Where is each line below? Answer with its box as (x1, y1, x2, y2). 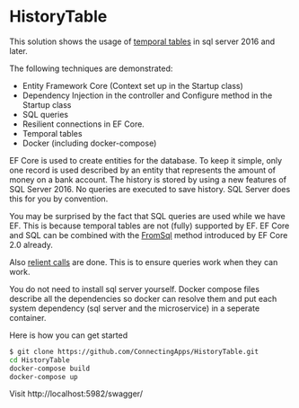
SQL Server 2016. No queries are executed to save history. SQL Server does (9, 183, 291, 194)
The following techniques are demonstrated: (9, 63, 173, 74)
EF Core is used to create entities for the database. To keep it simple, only (9, 155, 283, 165)
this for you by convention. (9, 193, 109, 204)
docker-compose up (9, 372, 78, 381)
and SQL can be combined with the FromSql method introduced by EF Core (9, 229, 288, 240)
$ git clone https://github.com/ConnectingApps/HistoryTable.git (9, 347, 259, 356)
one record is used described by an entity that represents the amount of (9, 164, 277, 175)
